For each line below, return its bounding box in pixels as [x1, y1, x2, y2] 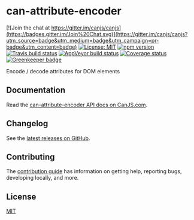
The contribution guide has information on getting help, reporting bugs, [6, 168, 182, 175]
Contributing [6, 151, 55, 162]
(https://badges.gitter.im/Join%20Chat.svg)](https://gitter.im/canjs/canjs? [6, 30, 188, 37]
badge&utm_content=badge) [6, 43, 77, 50]
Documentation [6, 85, 66, 96]
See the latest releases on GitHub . [6, 134, 90, 142]
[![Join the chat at [6, 24, 50, 31]
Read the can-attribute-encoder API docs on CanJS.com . [6, 101, 148, 108]
